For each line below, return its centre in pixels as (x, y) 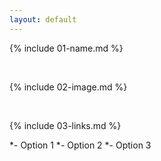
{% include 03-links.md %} (65, 125)
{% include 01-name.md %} (66, 48)
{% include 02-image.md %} (68, 87)
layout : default (43, 19)
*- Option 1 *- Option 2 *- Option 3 (80, 145)
